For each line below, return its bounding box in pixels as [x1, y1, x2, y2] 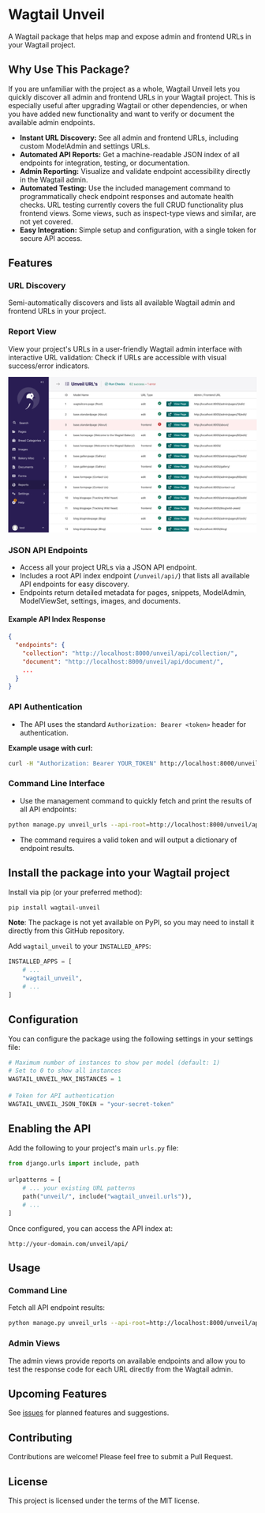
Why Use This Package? [8, 63, 130, 77]
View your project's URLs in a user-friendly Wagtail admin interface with [8, 344, 243, 353]
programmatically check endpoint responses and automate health [19, 191, 234, 201]
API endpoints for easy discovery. [19, 579, 130, 589]
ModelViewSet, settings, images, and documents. [19, 597, 181, 606]
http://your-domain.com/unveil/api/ [8, 1240, 129, 1248]
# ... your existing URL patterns [22, 1184, 136, 1192]
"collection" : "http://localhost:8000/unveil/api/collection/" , [22, 649, 238, 657]
